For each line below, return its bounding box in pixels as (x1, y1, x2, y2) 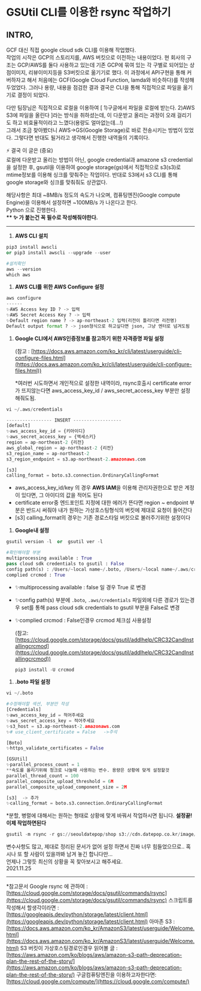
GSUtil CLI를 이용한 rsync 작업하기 (6, 5, 172, 19)
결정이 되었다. (17, 91, 50, 98)
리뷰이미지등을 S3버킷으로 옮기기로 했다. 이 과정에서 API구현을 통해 (28, 69, 185, 76)
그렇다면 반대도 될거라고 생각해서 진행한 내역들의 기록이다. (14, 134, 150, 141)
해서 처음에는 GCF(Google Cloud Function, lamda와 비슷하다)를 (26, 76, 178, 83)
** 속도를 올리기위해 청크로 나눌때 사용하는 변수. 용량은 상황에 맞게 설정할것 (6, 767, 169, 773)
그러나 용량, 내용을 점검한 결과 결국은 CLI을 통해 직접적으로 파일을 (28, 84, 182, 91)
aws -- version (6, 266, 42, 272)
